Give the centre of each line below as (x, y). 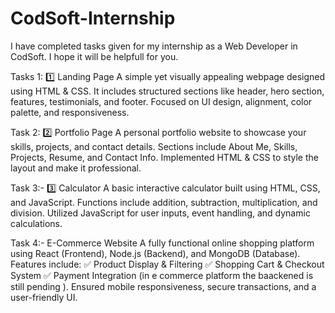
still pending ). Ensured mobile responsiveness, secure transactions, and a (163, 286)
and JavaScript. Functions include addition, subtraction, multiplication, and (164, 202)
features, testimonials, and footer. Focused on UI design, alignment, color (161, 101)
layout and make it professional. (76, 168)
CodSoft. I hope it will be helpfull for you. (94, 56)
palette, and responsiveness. (70, 112)
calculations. (36, 223)
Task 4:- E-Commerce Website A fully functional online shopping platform (162, 243)
